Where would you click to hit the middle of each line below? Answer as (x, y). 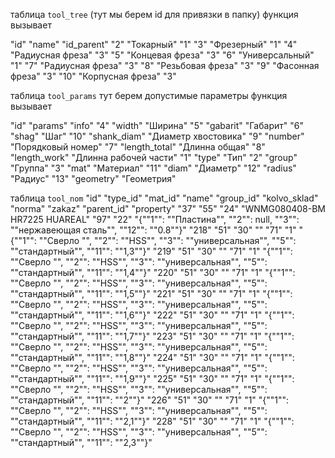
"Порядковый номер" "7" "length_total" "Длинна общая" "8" (138, 147)
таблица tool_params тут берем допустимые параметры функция (149, 95)
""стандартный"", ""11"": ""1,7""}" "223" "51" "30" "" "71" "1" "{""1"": (152, 336)
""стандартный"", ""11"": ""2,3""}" (81, 442)
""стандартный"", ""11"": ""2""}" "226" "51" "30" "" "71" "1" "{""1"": (150, 400)
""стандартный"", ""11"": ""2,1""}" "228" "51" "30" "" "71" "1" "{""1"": (152, 421)
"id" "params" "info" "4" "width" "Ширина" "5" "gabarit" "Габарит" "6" (157, 125)
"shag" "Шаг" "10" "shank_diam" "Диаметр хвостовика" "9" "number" (157, 136)
